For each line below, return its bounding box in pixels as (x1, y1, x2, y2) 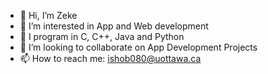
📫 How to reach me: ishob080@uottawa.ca (19, 53, 202, 64)
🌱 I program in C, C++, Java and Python (19, 31, 185, 42)
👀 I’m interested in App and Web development (19, 20, 209, 32)
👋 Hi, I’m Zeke (19, 10, 78, 21)
